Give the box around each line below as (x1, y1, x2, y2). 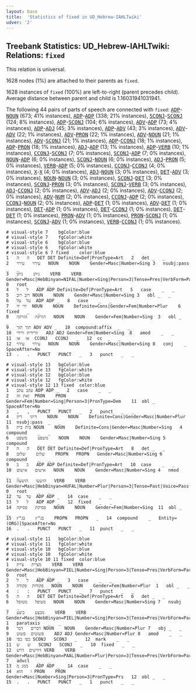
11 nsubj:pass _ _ (6, 419, 61, 425)
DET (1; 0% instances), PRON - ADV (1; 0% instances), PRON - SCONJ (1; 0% (6, 212, 178, 219)
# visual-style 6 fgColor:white (6, 245, 93, 251)
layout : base (6, 8, 38, 15)
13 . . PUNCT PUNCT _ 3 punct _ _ (6, 352, 134, 358)
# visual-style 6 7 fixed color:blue (6, 250, 106, 256)
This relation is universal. (6, 66, 66, 73)
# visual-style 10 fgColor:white (6, 552, 93, 557)
